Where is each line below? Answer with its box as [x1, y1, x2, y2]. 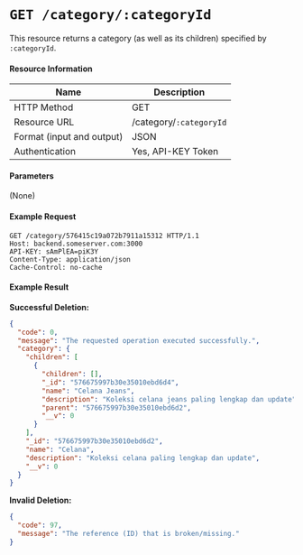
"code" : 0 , [17, 328, 59, 337]
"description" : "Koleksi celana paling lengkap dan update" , [25, 453, 260, 462]
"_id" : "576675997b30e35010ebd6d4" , [41, 377, 179, 387]
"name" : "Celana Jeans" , [41, 386, 135, 395]
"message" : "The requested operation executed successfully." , [17, 336, 260, 345]
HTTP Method [14, 101, 74, 114]
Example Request [9, 210, 77, 222]
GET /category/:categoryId [9, 6, 212, 23]
